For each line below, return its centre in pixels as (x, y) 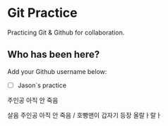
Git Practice (42, 13)
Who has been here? (54, 55)
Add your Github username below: (57, 71)
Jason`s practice (42, 85)
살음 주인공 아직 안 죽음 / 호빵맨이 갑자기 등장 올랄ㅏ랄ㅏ (85, 115)
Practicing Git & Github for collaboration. (66, 32)
